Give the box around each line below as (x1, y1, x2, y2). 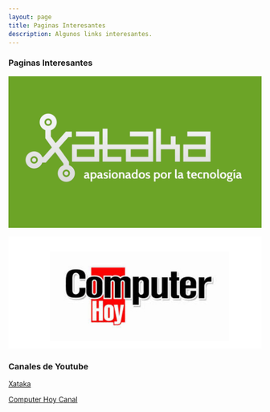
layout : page (8, 13, 52, 21)
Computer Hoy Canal (8, 394, 78, 405)
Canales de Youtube (8, 361, 89, 372)
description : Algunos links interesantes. (8, 30, 153, 38)
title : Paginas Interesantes (8, 21, 106, 30)
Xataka (8, 379, 31, 389)
